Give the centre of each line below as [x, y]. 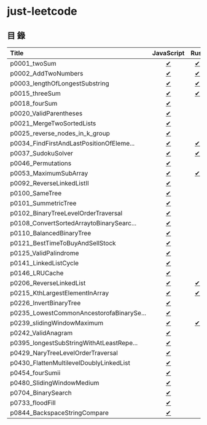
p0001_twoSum [33, 64]
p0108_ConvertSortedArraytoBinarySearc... [73, 223]
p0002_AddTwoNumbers [47, 73]
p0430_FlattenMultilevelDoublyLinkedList [70, 363]
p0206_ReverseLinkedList [48, 283]
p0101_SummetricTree [43, 203]
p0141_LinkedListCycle [45, 263]
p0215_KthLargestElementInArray [60, 293]
